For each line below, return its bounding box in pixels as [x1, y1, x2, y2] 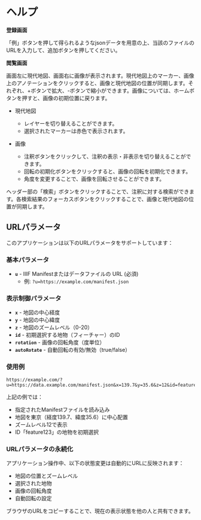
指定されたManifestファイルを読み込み [14, 406, 110, 413]
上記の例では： [6, 393, 43, 400]
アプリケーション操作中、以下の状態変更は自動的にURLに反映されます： [6, 459, 184, 467]
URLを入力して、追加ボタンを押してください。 [6, 46, 121, 54]
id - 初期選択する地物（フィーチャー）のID [14, 332, 120, 339]
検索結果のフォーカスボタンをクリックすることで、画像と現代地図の [21, 195, 189, 202]
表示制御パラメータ [6, 294, 62, 302]
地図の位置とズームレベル [14, 472, 78, 479]
